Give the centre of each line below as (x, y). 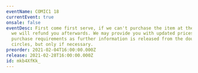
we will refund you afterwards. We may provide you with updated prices (103, 34)
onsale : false (24, 22)
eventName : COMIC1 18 (33, 11)
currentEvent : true (30, 17)
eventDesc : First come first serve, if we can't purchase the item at (95, 28)
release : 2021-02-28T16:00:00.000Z (50, 55)
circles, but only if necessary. (52, 45)
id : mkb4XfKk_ (24, 61)
